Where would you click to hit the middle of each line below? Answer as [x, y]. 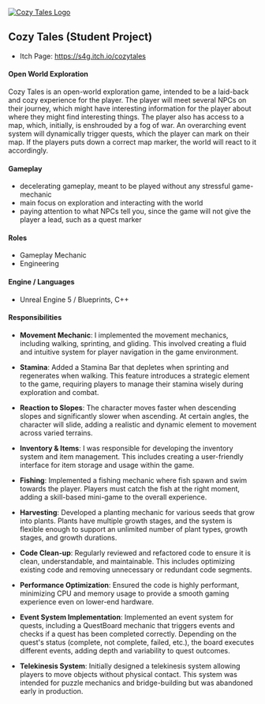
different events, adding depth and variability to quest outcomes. [125, 650]
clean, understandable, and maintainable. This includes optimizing [127, 561]
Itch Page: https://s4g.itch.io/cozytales [82, 56]
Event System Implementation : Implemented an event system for [127, 617]
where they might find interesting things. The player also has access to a [126, 117]
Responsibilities [35, 318]
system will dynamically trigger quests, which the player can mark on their [129, 134]
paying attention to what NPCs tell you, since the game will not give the [135, 211]
